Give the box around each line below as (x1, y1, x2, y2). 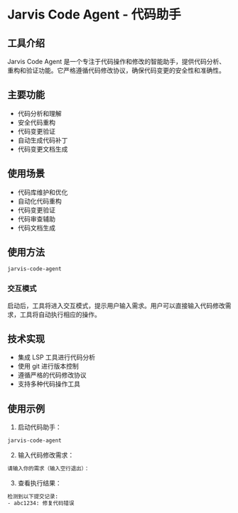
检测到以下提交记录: (7, 492, 59, 500)
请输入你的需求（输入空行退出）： (7, 465, 90, 472)
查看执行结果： (17, 478, 62, 487)
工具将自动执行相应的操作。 (19, 310, 101, 319)
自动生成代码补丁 (17, 136, 68, 144)
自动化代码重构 (17, 196, 62, 205)
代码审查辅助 (17, 214, 55, 223)
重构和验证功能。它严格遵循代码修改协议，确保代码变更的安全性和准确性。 (7, 66, 225, 75)
